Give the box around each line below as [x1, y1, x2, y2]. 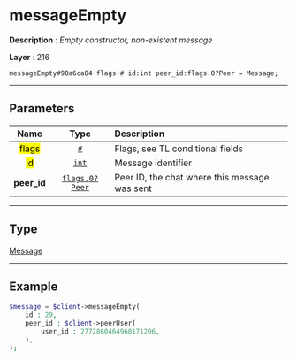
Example [9, 279, 58, 294]
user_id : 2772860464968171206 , [41, 327, 161, 336]
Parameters [9, 101, 75, 116]
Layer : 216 [9, 51, 50, 62]
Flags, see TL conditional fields [114, 142, 244, 155]
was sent [114, 182, 152, 195]
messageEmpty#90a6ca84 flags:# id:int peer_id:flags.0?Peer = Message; [9, 68, 278, 78]
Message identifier [114, 157, 193, 169]
